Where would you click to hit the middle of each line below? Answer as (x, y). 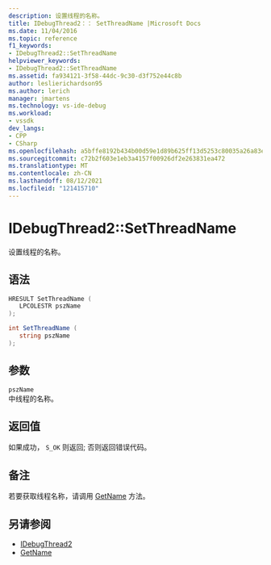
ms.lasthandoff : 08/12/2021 (56, 181)
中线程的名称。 (33, 398)
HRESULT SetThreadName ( (50, 299)
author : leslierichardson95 (56, 83)
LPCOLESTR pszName (50, 306)
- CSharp (23, 143)
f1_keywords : (30, 46)
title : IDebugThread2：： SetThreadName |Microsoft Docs (105, 23)
